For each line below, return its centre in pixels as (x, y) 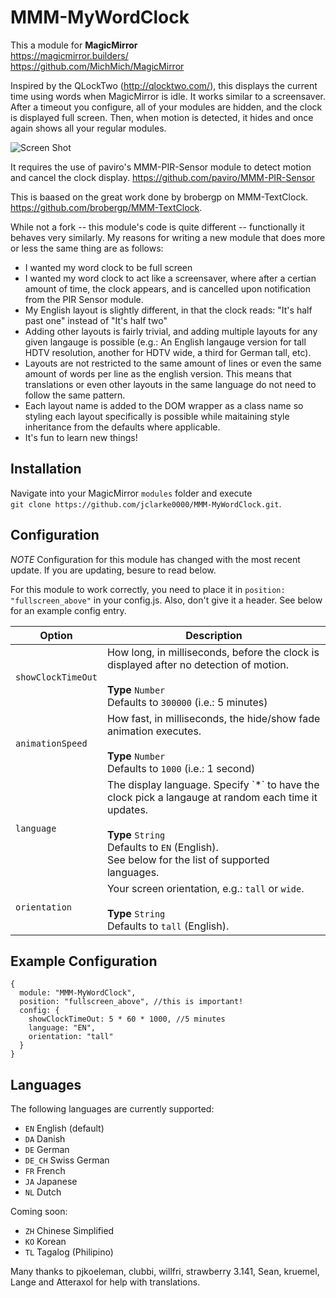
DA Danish (45, 1139)
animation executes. (154, 731)
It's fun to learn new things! (81, 437)
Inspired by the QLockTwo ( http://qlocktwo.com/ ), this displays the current (164, 85)
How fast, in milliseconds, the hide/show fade (213, 718)
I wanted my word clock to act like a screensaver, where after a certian (170, 278)
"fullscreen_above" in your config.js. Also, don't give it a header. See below (166, 600)
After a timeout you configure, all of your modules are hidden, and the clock (166, 107)
